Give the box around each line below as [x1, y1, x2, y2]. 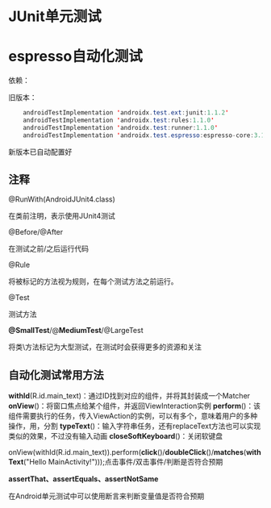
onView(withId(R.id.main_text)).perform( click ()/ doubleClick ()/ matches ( [8, 448, 247, 457]
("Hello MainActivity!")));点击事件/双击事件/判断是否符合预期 [23, 457, 223, 467]
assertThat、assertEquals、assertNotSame [8, 474, 159, 484]
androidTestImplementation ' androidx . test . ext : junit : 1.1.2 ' [23, 109, 229, 117]
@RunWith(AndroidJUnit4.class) [8, 194, 115, 204]
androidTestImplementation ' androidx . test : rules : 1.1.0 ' [23, 116, 215, 124]
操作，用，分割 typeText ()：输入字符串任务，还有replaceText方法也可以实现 [8, 421, 261, 431]
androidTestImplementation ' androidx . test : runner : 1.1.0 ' [23, 123, 219, 131]
